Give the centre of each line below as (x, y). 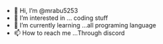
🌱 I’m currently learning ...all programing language (85, 25)
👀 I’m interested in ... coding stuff (61, 18)
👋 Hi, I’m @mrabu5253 (46, 11)
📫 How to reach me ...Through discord (69, 33)
